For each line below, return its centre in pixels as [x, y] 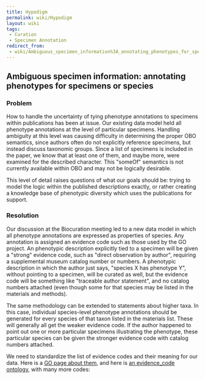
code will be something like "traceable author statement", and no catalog [98, 281]
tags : [13, 29]
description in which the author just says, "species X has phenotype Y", [96, 268]
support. [17, 200]
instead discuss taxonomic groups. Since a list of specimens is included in [100, 149]
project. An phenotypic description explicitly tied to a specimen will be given [102, 248]
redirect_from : [26, 46]
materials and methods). [37, 294]
